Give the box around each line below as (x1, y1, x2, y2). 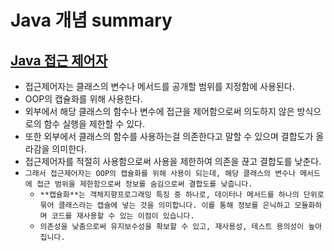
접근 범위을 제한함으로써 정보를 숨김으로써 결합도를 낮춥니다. (36, 179, 253, 189)
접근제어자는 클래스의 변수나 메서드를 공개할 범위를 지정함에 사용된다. (24, 81, 295, 92)
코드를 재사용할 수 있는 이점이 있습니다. (51, 211, 195, 221)
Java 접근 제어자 (10, 52, 108, 69)
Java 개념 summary (10, 9, 173, 32)
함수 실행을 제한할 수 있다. (43, 118, 145, 130)
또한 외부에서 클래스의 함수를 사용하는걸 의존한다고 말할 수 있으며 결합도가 (24, 131, 314, 142)
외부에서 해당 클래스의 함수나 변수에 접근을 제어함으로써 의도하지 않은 (24, 106, 295, 117)
